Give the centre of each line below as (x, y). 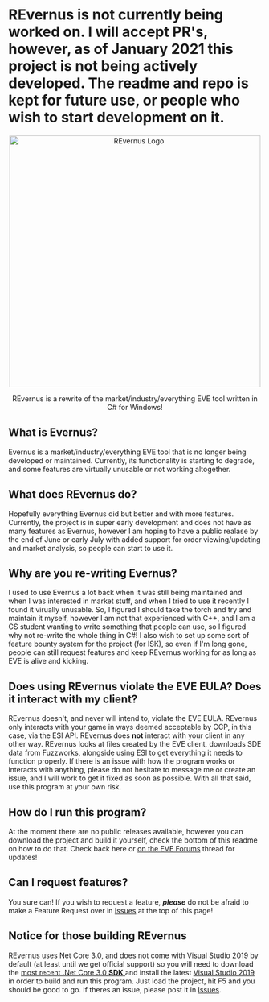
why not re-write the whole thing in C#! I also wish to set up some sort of (129, 636)
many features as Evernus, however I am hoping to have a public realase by (133, 531)
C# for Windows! (135, 407)
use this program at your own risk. (65, 787)
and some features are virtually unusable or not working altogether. (120, 469)
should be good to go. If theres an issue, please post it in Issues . (115, 989)
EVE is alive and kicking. (49, 661)
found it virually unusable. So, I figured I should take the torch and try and (130, 610)
